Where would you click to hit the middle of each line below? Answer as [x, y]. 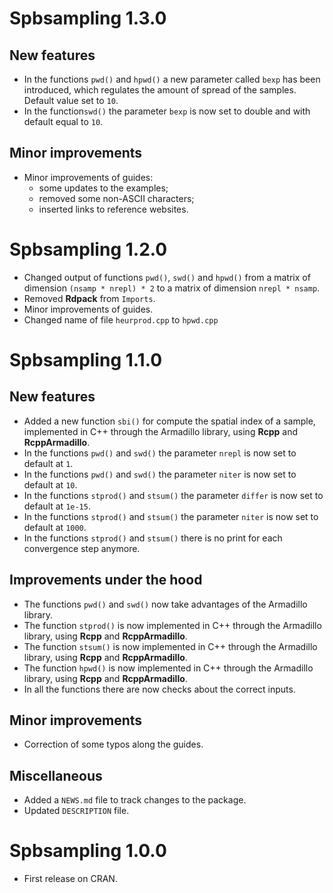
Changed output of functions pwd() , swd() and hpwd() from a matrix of [167, 277]
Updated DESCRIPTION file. [76, 811]
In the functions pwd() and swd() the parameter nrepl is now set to [160, 453]
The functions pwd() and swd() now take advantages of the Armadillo [165, 604]
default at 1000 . [55, 527]
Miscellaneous [56, 775]
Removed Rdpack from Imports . [89, 298]
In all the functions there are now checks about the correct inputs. [159, 689]
